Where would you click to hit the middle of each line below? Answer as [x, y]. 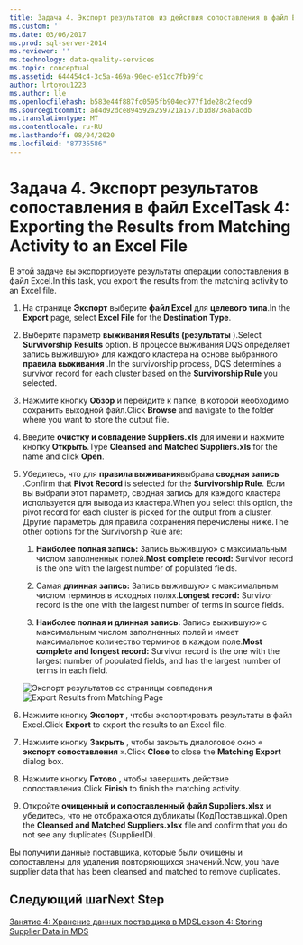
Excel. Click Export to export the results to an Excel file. [124, 725]
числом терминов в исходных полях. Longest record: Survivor [154, 595]
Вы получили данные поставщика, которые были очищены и [126, 852]
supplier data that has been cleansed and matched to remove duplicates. [145, 871]
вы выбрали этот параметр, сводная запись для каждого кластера [151, 492]
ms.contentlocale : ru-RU [56, 127]
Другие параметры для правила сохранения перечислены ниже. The [155, 521]
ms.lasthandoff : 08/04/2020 [62, 136]
